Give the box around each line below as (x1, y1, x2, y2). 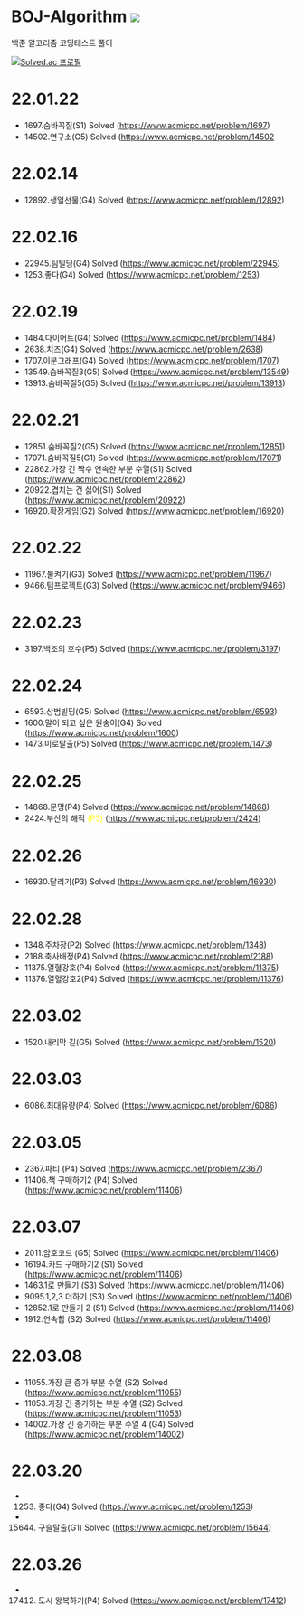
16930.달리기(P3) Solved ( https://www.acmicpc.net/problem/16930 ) (24, 876, 277, 887)
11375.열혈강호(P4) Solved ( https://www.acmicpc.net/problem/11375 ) (24, 962, 279, 973)
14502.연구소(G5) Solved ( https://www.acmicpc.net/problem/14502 (24, 131, 275, 142)
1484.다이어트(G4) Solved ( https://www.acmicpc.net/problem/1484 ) (24, 332, 276, 343)
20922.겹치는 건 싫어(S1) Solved (24, 484, 142, 495)
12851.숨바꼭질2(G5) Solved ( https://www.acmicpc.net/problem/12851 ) (24, 440, 286, 451)
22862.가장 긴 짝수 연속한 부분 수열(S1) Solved (24, 463, 193, 474)
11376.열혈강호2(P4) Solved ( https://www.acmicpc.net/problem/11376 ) (24, 974, 285, 985)
